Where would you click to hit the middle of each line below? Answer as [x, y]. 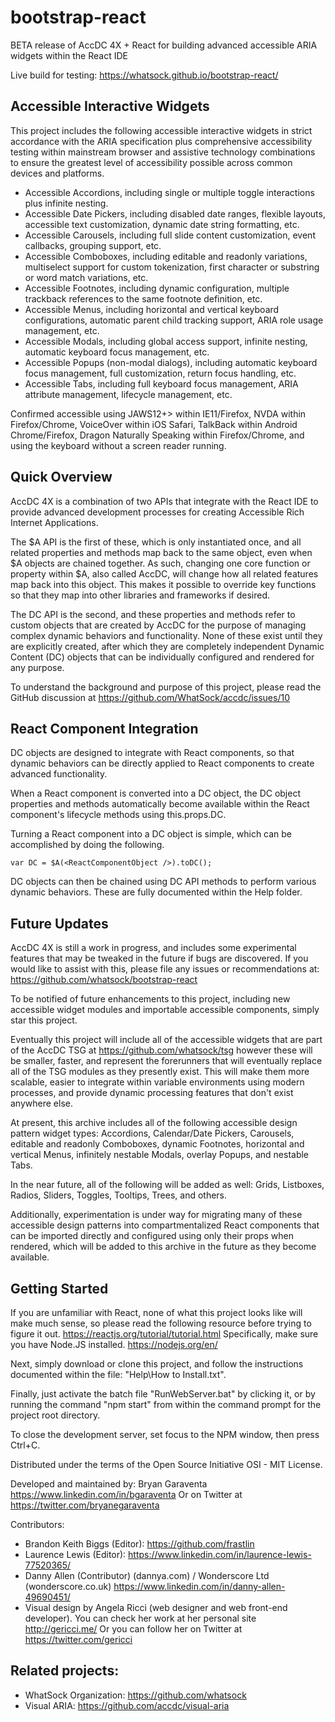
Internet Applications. [54, 522]
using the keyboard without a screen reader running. [118, 445]
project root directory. [55, 1415]
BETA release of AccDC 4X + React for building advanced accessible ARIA [164, 45]
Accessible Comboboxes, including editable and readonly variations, [166, 256]
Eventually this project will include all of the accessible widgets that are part [166, 1040]
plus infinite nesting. [66, 203]
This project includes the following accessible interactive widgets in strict [161, 130]
